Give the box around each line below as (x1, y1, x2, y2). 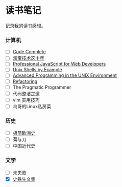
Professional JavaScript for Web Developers (12, 61, 106, 67)
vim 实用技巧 (12, 97, 40, 103)
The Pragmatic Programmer (12, 84, 71, 90)
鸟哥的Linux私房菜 (12, 103, 52, 109)
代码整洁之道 (12, 90, 40, 96)
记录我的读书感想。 (5, 23, 46, 29)
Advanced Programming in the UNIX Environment (12, 72, 117, 78)
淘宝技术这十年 (12, 55, 44, 61)
